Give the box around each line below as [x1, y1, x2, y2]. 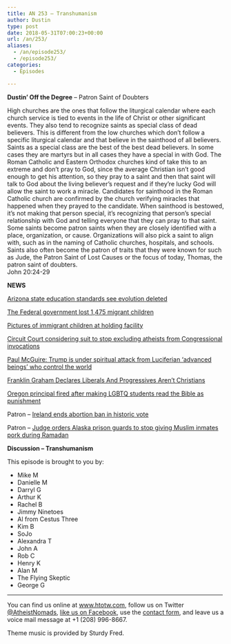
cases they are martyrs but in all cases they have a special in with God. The [7, 150, 222, 159]
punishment [7, 396, 41, 404]
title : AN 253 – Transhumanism [7, 10, 97, 17]
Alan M [17, 566, 38, 574]
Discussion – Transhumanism [7, 444, 94, 452]
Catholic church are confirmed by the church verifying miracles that [7, 194, 200, 202]
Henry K [17, 558, 41, 567]
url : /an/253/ [7, 36, 48, 43]
